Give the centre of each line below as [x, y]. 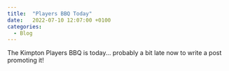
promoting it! [26, 61]
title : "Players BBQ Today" [50, 14]
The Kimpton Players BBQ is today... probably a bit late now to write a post [114, 53]
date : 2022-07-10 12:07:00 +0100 [59, 20]
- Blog [23, 33]
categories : [25, 26]
